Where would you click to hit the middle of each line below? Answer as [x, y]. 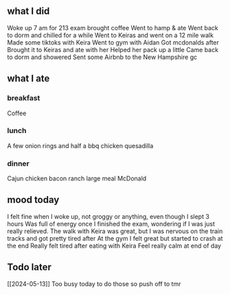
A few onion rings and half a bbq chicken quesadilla [80, 145]
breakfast [24, 98]
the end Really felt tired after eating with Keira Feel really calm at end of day [114, 246]
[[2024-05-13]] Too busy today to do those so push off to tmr [94, 283]
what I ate [28, 79]
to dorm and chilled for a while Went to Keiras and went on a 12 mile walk [111, 35]
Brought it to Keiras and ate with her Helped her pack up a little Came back [113, 49]
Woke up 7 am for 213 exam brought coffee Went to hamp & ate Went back [113, 27]
